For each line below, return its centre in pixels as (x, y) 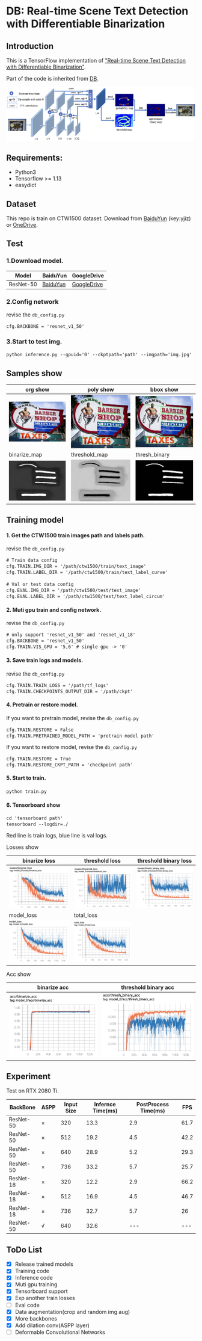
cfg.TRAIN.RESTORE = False (40, 730)
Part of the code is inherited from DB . (53, 79)
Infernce (105, 1104)
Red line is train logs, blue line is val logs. (57, 836)
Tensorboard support (41, 1291)
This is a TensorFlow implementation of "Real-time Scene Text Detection (96, 60)
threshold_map (90, 455)
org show (37, 389)
